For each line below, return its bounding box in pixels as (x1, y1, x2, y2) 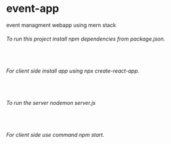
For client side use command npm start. (6, 132, 105, 139)
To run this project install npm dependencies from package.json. (6, 35, 166, 42)
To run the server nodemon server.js (6, 99, 96, 106)
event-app (6, 2, 60, 15)
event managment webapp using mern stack (6, 21, 117, 29)
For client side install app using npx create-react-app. (6, 67, 139, 74)
